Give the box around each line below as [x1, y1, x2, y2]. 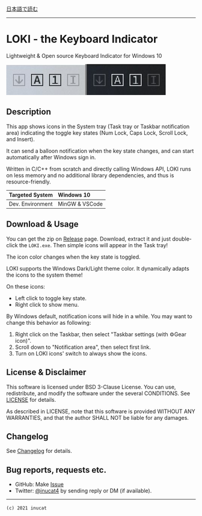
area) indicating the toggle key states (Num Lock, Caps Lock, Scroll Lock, [6, 129, 188, 137]
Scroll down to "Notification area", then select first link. [14, 343, 151, 351]
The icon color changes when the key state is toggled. [6, 253, 141, 260]
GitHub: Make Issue [14, 481, 64, 488]
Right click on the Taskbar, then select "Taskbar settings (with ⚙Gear [14, 330, 186, 338]
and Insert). [6, 135, 35, 143]
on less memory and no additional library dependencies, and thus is [6, 171, 174, 179]
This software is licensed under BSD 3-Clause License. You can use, [6, 383, 176, 390]
